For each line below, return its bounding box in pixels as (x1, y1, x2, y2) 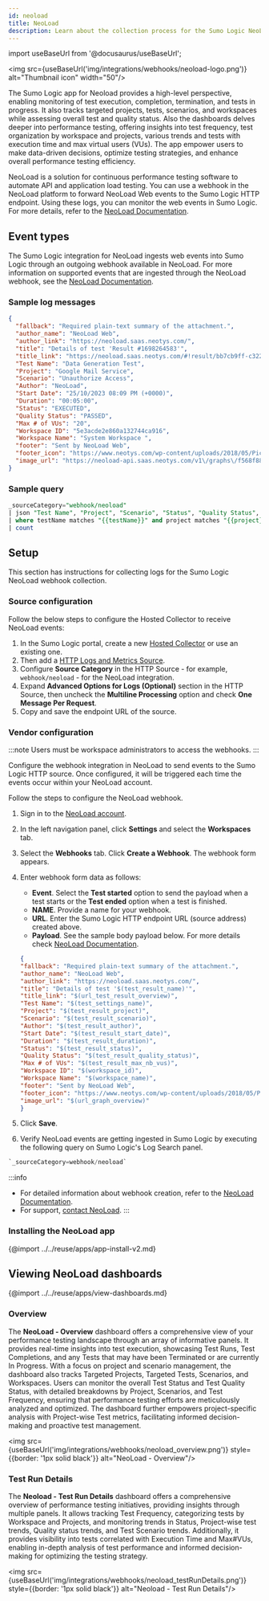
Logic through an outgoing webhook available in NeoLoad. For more (8, 259, 233, 269)
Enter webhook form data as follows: (19, 872, 142, 882)
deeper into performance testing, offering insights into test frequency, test (8, 122, 254, 133)
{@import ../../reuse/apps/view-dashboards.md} (8, 1289, 168, 1298)
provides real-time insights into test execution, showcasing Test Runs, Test (8, 1343, 255, 1354)
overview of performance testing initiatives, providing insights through (8, 1500, 240, 1510)
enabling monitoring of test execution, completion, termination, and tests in (8, 97, 256, 107)
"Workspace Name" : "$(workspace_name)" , (19, 1074, 157, 1083)
